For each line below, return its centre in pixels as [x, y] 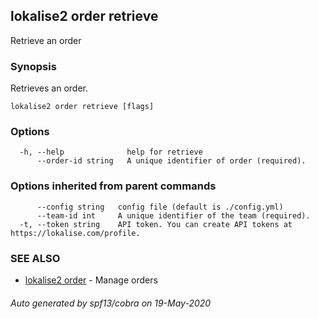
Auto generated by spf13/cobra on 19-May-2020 [111, 303]
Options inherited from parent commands [113, 186]
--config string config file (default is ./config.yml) [160, 207]
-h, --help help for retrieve [111, 152]
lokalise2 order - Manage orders [91, 280]
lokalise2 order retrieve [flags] [82, 107]
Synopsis [33, 66]
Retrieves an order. [49, 88]
